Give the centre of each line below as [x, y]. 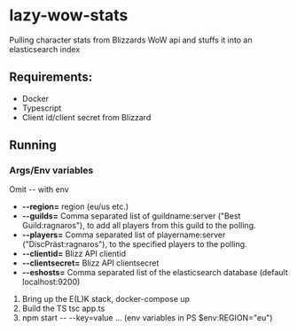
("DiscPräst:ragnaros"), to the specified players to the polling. [134, 244]
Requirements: [51, 77]
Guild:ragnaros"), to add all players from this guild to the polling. [139, 226]
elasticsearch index [45, 49]
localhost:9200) [51, 282]
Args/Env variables [51, 171]
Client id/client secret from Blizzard [86, 117]
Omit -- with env [39, 189]
